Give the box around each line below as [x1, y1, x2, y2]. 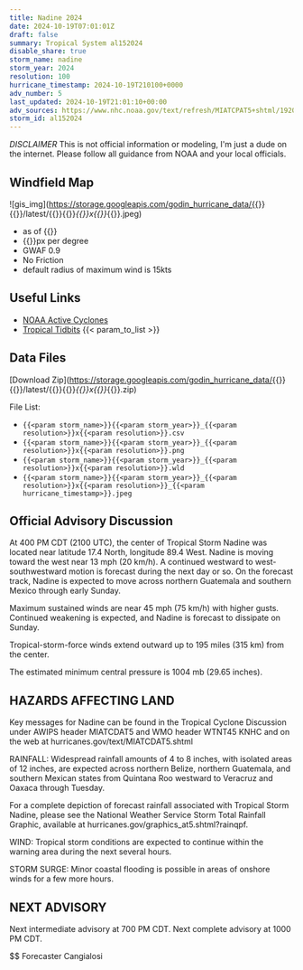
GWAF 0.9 [22, 245, 61, 256]
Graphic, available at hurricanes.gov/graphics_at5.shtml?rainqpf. [9, 819, 249, 830]
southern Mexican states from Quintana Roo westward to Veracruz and [9, 773, 273, 784]
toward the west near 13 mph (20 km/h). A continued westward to [9, 557, 254, 568]
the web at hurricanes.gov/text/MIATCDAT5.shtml [9, 736, 194, 747]
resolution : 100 [9, 72, 70, 81]
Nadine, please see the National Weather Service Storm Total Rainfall [9, 810, 266, 821]
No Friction [22, 254, 64, 265]
